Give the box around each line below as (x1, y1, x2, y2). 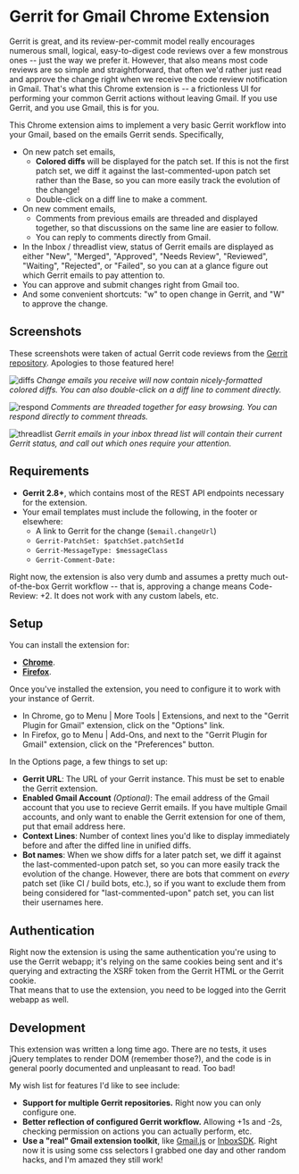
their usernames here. (21, 897, 104, 908)
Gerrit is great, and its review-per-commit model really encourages (9, 36, 255, 46)
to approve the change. (21, 298, 109, 309)
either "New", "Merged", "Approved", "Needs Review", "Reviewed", (21, 250, 269, 261)
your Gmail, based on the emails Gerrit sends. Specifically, (9, 129, 225, 139)
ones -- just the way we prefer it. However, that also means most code (9, 55, 269, 65)
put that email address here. (21, 821, 127, 832)
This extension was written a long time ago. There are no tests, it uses (9, 1044, 268, 1054)
